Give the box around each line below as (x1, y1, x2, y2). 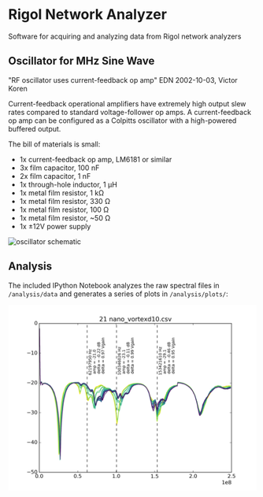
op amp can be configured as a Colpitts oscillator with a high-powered (8, 116, 237, 125)
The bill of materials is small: (8, 139, 101, 149)
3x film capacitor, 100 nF (19, 163, 100, 172)
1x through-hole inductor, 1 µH (19, 180, 118, 189)
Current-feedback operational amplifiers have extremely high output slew (8, 98, 246, 108)
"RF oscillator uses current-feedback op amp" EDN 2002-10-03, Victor (8, 75, 238, 84)
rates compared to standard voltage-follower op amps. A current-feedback (8, 107, 252, 117)
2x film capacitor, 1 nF (19, 171, 91, 180)
